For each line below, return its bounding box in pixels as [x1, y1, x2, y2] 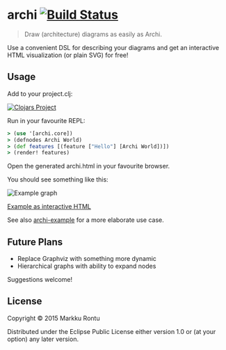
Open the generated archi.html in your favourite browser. [7, 162, 170, 170]
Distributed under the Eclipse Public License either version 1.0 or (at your [7, 327, 216, 335]
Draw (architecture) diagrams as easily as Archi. [24, 30, 162, 38]
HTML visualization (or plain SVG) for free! [7, 51, 129, 59]
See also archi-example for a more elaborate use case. [7, 216, 165, 224]
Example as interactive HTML [7, 202, 92, 211]
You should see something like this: [7, 175, 109, 184]
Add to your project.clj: [7, 89, 73, 97]
